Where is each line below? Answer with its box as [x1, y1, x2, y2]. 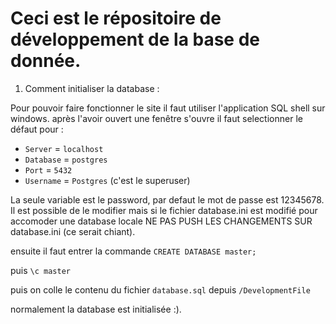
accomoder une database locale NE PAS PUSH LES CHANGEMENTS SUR [10, 215, 313, 227]
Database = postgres [24, 153, 108, 165]
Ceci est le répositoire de [10, 7, 222, 30]
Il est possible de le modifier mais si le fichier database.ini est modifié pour [10, 204, 318, 216]
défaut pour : [10, 123, 64, 135]
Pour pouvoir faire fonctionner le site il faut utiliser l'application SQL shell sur [10, 102, 326, 114]
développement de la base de [10, 28, 261, 51]
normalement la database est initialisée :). [10, 303, 182, 315]
